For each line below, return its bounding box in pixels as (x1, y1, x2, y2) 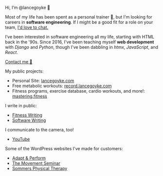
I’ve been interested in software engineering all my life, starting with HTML (5, 34, 155, 39)
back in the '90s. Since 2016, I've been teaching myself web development (5, 39, 154, 45)
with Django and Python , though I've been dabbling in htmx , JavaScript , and (5, 44, 158, 50)
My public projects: (5, 68, 44, 74)
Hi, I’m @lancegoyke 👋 (5, 5, 50, 10)
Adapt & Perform (12, 155, 46, 161)
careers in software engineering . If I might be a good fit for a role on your (5, 20, 153, 25)
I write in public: (5, 103, 37, 108)
